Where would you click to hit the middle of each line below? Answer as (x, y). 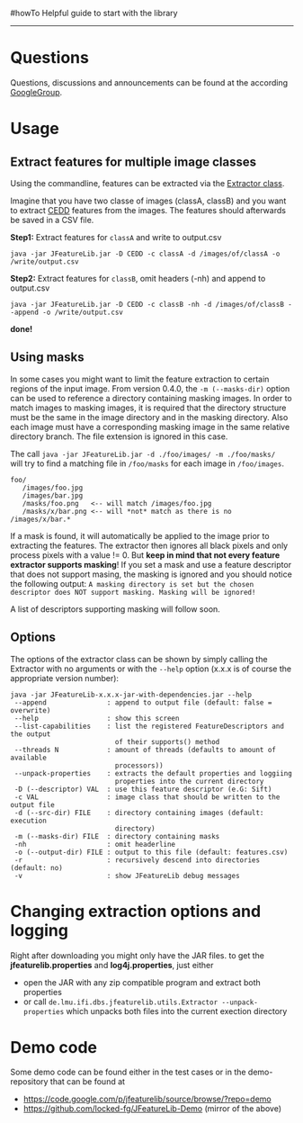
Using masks (47, 358)
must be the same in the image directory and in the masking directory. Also (149, 417)
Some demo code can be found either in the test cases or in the (128, 1072)
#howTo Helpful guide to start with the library (94, 13)
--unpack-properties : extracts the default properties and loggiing (153, 773)
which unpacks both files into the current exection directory (177, 1011)
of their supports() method (167, 741)
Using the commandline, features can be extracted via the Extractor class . (147, 183)
